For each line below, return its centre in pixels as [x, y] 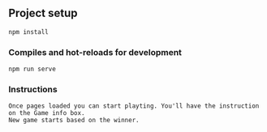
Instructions [33, 90]
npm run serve [32, 69]
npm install [28, 32]
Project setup [43, 13]
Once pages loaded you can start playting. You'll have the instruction [134, 106]
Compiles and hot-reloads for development [95, 52]
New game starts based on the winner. [74, 121]
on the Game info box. [47, 113]
